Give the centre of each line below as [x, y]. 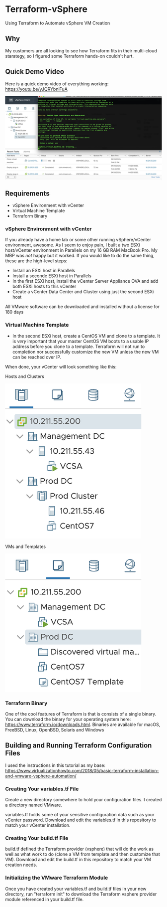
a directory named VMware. [34, 805]
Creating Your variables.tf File [42, 789]
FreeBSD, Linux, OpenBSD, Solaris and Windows [55, 730]
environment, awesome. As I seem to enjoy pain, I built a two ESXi [73, 245]
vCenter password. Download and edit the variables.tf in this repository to [81, 820]
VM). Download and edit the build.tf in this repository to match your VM [78, 860]
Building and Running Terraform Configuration [79, 746]
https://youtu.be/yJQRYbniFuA [37, 89]
